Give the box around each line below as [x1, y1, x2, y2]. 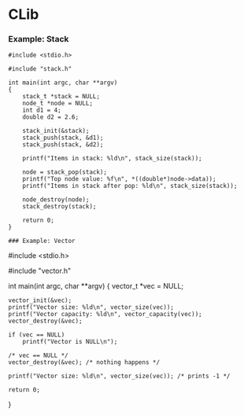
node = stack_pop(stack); [22, 168, 108, 176]
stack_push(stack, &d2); [22, 141, 104, 149]
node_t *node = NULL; [22, 100, 93, 108]
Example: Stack [8, 34, 69, 45]
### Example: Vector [8, 237, 76, 245]
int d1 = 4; [22, 106, 61, 115]
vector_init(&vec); [8, 296, 72, 304]
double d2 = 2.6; [22, 113, 79, 121]
